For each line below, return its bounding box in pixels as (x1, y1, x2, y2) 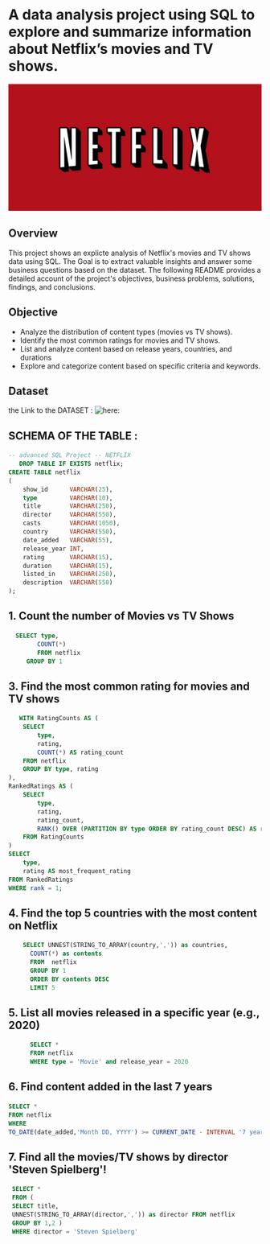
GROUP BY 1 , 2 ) (11, 1219, 63, 1227)
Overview (8, 227, 59, 241)
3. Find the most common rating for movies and (8, 679, 251, 693)
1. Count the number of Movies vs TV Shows (8, 609, 235, 623)
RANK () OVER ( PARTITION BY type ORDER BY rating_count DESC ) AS (37, 825, 257, 833)
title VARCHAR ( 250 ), (22, 502, 117, 510)
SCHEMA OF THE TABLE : (8, 429, 138, 443)
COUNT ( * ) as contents (29, 949, 103, 958)
